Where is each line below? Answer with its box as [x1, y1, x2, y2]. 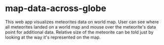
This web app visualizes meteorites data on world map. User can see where [5, 19, 159, 25]
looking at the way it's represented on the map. [5, 34, 101, 40]
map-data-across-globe [5, 3, 107, 14]
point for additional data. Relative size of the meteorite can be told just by [5, 29, 154, 35]
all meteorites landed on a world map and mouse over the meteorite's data [5, 24, 156, 30]
